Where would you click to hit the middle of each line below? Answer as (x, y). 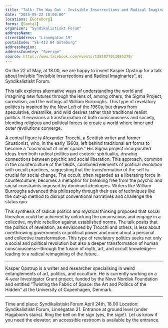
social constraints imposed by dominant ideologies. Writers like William (78, 186)
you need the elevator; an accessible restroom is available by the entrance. (82, 320)
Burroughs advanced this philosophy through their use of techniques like (80, 191)
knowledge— (142, 249)
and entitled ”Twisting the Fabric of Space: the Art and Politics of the (76, 284)
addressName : (19, 33)
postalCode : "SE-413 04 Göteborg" (41, 43)
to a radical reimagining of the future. (60, 254)
